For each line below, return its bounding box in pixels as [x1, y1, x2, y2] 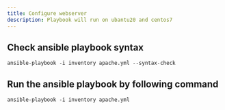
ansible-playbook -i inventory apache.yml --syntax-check [7, 59, 176, 67]
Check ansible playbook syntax [7, 42, 144, 53]
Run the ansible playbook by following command [7, 78, 219, 90]
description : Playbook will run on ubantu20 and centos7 [7, 16, 173, 23]
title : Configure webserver [7, 10, 88, 17]
